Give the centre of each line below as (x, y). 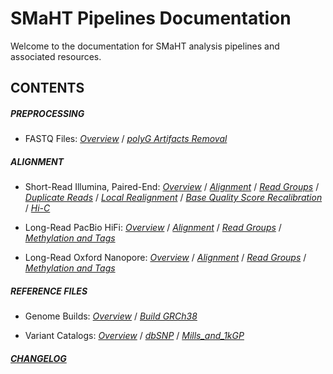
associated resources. (56, 56)
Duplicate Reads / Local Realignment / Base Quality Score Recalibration (173, 198)
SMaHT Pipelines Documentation (151, 18)
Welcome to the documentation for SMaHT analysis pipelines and (145, 46)
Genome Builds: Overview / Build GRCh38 (111, 316)
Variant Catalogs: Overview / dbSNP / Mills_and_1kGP (134, 336)
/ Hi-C (37, 208)
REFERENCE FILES (49, 291)
